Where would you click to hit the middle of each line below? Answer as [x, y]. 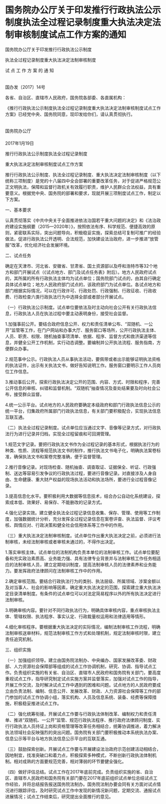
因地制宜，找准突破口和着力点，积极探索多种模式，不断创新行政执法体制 [79, 755]
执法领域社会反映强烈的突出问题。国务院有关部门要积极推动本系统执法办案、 [83, 732]
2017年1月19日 [20, 143]
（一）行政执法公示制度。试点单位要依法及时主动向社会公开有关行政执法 [79, 307]
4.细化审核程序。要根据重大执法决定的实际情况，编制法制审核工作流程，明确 [83, 627]
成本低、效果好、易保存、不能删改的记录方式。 [57, 502]
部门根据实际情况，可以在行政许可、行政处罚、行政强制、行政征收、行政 [79, 290]
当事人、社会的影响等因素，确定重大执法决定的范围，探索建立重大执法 [85, 587]
